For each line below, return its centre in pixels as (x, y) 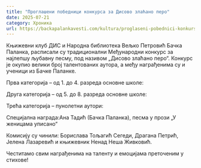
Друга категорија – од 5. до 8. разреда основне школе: (77, 94)
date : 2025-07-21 (28, 17)
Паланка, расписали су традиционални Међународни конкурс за (90, 52)
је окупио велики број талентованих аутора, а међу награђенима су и (96, 65)
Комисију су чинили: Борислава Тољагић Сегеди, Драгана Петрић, (92, 136)
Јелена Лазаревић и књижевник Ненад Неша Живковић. (79, 142)
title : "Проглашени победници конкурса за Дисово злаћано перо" (88, 12)
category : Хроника (29, 23)
